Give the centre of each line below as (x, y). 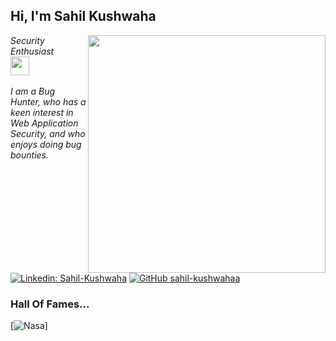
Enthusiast (32, 51)
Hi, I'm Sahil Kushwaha (83, 16)
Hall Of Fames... (50, 304)
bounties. (30, 155)
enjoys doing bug (46, 144)
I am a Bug (33, 91)
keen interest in (42, 112)
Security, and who (48, 133)
